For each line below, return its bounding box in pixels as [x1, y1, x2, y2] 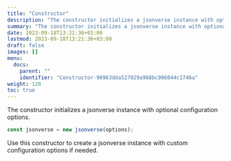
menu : [7, 55, 23, 62]
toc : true [7, 87, 36, 94]
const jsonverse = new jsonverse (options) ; [7, 127, 134, 133]
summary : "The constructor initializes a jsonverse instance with [7, 23, 201, 30]
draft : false [7, 42, 45, 49]
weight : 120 [7, 80, 41, 87]
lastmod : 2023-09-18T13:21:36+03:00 [7, 36, 112, 43]
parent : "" [19, 67, 51, 74]
